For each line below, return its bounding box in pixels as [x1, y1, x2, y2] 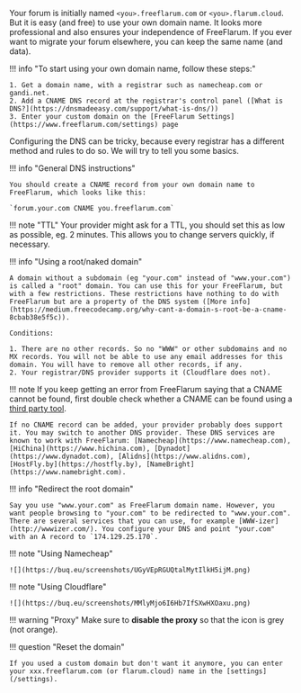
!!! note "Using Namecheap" [9, 548, 113, 559]
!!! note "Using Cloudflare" [9, 581, 107, 592]
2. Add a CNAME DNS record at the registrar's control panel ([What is [9, 96, 283, 105]
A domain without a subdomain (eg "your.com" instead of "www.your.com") [9, 274, 292, 283]
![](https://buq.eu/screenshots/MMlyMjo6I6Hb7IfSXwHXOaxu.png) [9, 598, 252, 607]
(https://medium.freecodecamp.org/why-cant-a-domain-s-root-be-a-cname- [9, 305, 288, 314]
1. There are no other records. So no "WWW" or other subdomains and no [9, 345, 288, 354]
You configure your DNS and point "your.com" [102, 525, 276, 534]
